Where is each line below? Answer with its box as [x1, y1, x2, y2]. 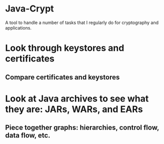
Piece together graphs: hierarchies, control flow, [5, 123, 159, 132]
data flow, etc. [5, 131, 51, 140]
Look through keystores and [5, 42, 124, 54]
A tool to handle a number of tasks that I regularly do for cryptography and [5, 19, 159, 25]
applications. [5, 24, 31, 30]
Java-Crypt [5, 3, 54, 14]
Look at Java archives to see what [5, 93, 149, 104]
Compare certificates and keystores [5, 73, 120, 81]
